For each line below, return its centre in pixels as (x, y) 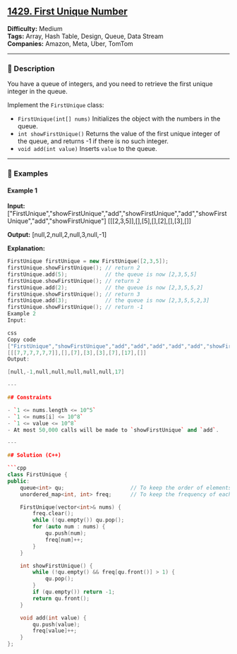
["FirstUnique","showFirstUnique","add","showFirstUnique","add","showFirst (117, 214)
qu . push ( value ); (56, 624)
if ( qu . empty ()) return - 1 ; (74, 592)
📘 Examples (28, 174)
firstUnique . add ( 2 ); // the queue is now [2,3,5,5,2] (105, 287)
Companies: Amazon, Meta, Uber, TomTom (71, 43)
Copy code (22, 339)
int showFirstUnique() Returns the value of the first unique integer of (119, 134)
